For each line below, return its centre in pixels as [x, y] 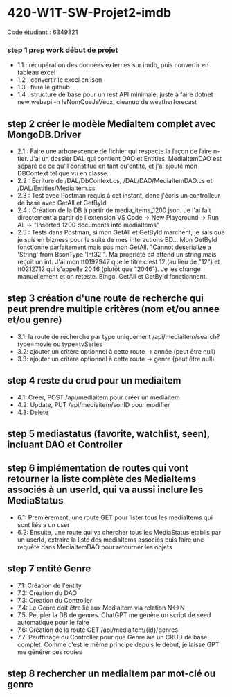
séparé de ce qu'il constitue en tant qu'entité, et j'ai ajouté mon [107, 166]
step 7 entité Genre [49, 569]
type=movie [34, 344]
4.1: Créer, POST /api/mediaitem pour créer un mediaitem [98, 397]
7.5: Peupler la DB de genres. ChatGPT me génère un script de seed [114, 614]
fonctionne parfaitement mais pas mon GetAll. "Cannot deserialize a [114, 247]
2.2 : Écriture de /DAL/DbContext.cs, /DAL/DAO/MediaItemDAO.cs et [115, 181]
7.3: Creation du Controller [55, 600]
